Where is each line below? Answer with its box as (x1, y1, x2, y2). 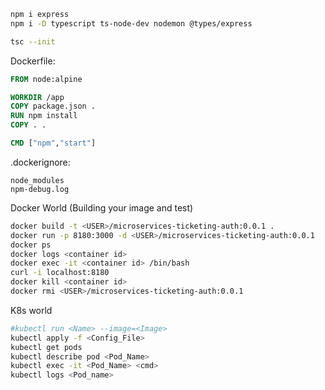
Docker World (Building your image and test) (10, 201, 194, 214)
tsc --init (10, 36, 56, 47)
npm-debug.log (10, 184, 70, 194)
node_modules (10, 175, 65, 185)
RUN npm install (10, 111, 78, 121)
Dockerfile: (10, 55, 56, 67)
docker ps (10, 240, 52, 250)
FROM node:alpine (10, 74, 83, 84)
